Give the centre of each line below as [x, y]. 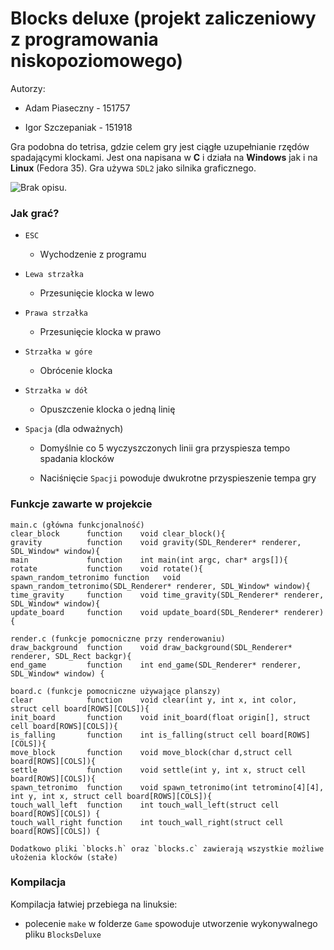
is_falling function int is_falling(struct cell [133, 735]
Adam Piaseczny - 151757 [77, 108]
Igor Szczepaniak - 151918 [78, 127]
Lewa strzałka [54, 275]
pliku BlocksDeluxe [63, 934]
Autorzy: [28, 88]
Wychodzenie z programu [93, 254]
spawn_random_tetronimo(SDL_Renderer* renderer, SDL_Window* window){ [160, 586]
